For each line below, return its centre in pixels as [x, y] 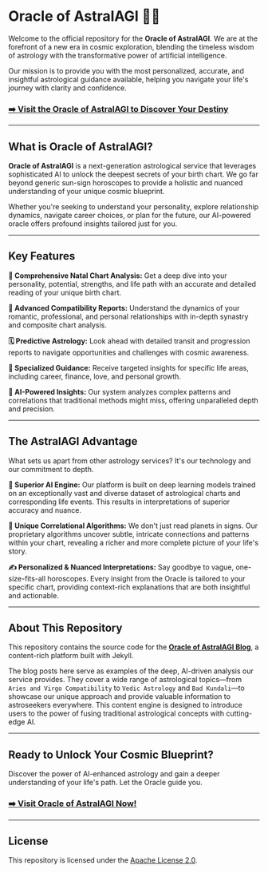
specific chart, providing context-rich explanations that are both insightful [129, 587]
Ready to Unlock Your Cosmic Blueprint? [111, 754]
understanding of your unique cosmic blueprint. [87, 192]
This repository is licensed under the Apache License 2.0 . [103, 860]
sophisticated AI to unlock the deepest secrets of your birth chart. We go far [134, 174]
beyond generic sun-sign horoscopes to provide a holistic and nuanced [126, 183]
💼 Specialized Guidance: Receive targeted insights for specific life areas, [128, 367]
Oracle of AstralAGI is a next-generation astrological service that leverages [132, 166]
